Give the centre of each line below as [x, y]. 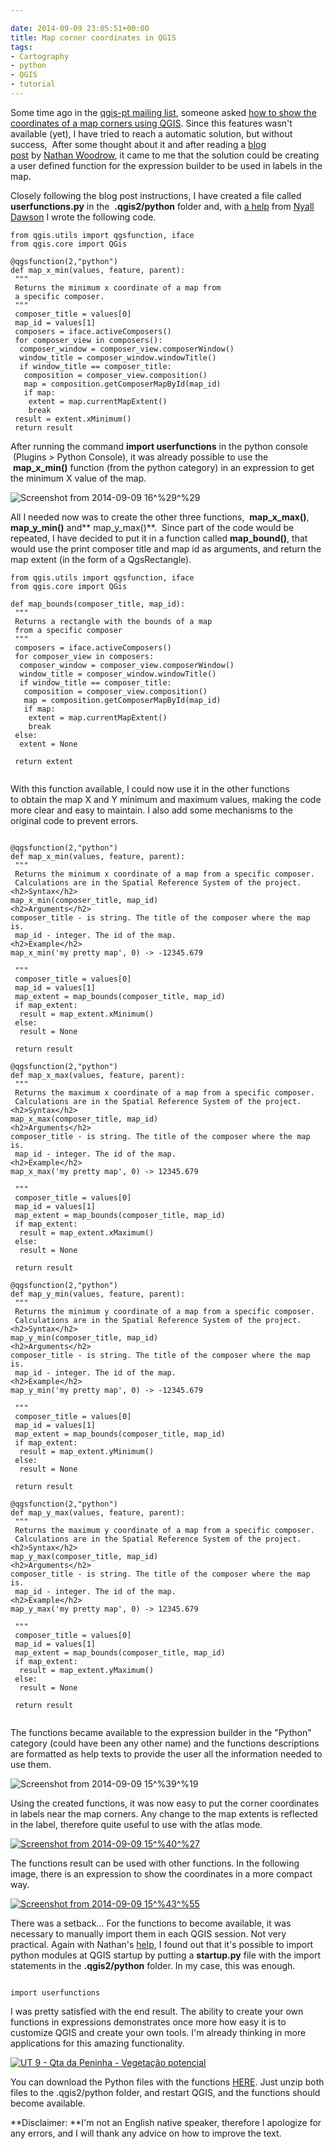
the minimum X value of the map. [78, 478]
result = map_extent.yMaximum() [87, 1670]
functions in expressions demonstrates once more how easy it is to [148, 2022]
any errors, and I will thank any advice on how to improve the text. [146, 2133]
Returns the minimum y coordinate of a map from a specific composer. [164, 1311]
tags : [21, 47]
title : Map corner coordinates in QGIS [93, 37]
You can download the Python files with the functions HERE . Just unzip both [167, 2082]
